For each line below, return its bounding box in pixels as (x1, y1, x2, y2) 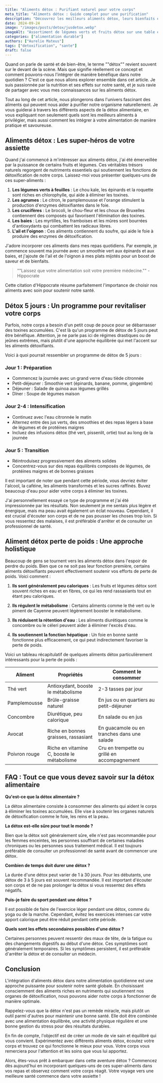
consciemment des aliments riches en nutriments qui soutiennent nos (5, 988, 144, 994)
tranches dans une (98, 730, 141, 737)
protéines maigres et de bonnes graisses (12, 468, 94, 474)
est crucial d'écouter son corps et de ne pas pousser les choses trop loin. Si (5, 513, 157, 519)
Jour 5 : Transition (5, 447, 49, 454)
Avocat (7, 730, 23, 737)
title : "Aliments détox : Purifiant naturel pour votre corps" (5, 7, 136, 12)
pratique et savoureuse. (5, 122, 52, 128)
